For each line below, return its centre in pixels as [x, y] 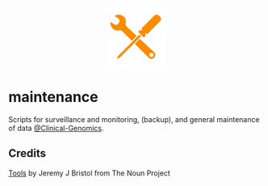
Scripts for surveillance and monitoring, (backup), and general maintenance [134, 119]
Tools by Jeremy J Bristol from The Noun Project [90, 173]
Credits [27, 153]
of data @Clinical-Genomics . [56, 128]
